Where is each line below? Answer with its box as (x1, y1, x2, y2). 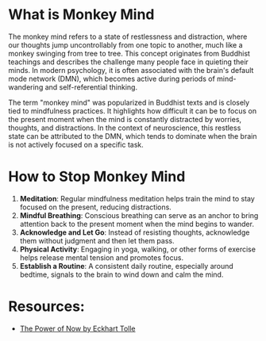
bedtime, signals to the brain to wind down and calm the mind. (19, 270, 224, 279)
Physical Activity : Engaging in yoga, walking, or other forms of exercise (19, 244, 256, 254)
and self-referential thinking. (44, 82, 137, 92)
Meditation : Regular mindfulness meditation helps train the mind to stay (19, 193, 256, 203)
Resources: (8, 297, 85, 316)
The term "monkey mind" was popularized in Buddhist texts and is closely (8, 98, 250, 107)
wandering (8, 82, 44, 92)
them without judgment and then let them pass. (19, 236, 175, 245)
